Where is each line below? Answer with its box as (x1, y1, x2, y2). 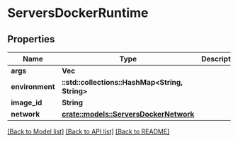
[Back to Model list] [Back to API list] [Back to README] (7, 127, 170, 136)
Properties (7, 33, 55, 45)
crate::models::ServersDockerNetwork (62, 110, 195, 119)
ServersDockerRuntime (7, 5, 149, 21)
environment (11, 82, 55, 91)
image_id (11, 97, 42, 107)
